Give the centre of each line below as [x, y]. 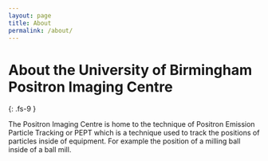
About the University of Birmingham [130, 70]
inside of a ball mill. [40, 150]
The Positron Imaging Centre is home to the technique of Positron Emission [132, 124]
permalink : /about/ [41, 30]
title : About [30, 23]
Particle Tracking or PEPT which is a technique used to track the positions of [134, 133]
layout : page [30, 16]
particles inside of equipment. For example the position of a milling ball [124, 141]
